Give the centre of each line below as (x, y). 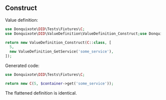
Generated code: (22, 66)
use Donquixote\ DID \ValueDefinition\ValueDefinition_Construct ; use (76, 33)
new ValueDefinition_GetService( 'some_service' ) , (62, 52)
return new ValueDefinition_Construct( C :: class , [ (58, 42)
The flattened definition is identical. (41, 93)
